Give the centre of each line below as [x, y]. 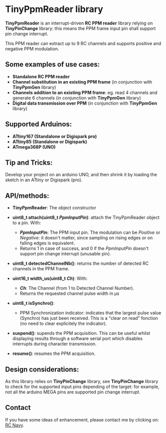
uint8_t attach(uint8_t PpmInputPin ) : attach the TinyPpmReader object [86, 218]
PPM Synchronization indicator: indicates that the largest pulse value [90, 313]
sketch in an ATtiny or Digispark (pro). [44, 180]
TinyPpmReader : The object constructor [54, 208]
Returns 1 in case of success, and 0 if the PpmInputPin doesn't [84, 248]
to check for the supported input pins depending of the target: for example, [82, 387]
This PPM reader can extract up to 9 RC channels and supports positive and [83, 43]
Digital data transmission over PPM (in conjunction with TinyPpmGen [85, 103]
